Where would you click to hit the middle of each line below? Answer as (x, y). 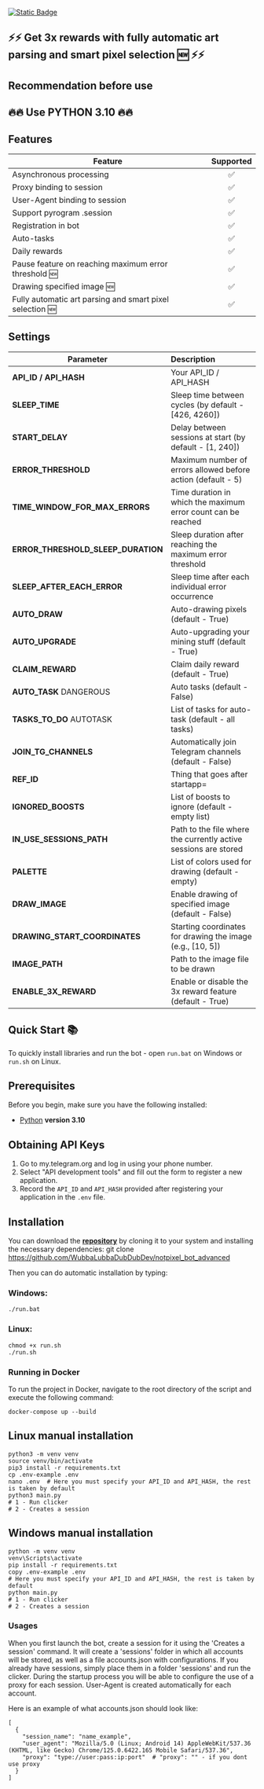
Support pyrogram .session (62, 212)
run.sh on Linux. (35, 1061)
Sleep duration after (207, 534)
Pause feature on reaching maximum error (90, 263)
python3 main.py (35, 1495)
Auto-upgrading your (210, 631)
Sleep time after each (210, 576)
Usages (23, 1626)
